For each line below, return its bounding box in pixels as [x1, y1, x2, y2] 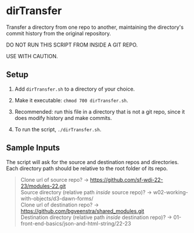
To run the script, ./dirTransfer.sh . [14, 125, 102, 133]
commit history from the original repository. [6, 29, 111, 36]
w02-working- [153, 188, 188, 195]
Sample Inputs [6, 143, 61, 153]
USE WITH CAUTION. [6, 52, 58, 59]
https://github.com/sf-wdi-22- [90, 176, 163, 183]
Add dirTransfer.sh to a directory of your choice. [14, 85, 135, 92]
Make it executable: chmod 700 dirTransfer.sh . [14, 96, 128, 104]
